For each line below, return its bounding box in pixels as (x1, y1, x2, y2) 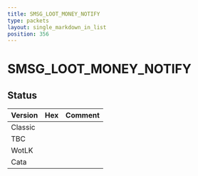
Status (7, 89, 38, 101)
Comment (65, 110, 100, 120)
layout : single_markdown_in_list (7, 24, 107, 31)
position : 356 (7, 30, 50, 38)
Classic (11, 123, 36, 133)
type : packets (7, 17, 50, 24)
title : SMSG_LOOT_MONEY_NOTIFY (7, 10, 100, 18)
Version (11, 110, 38, 120)
